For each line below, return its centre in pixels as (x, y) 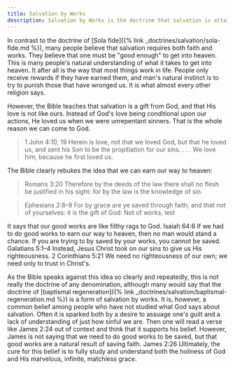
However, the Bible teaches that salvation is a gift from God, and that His (112, 106)
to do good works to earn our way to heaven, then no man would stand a (112, 233)
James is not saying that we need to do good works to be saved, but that (112, 336)
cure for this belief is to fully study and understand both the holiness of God (116, 351)
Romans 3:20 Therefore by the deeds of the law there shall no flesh (122, 184)
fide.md (19, 48)
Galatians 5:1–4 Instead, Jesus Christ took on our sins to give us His (105, 248)
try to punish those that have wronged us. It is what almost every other (109, 85)
